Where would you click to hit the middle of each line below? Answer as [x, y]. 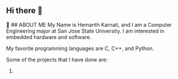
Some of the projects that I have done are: [57, 59]
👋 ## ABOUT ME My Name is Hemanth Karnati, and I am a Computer [89, 24]
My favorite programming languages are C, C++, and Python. [80, 48]
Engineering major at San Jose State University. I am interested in [85, 31]
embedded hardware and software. [49, 37]
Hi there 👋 [24, 11]
